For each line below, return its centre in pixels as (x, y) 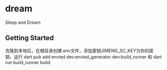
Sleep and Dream (23, 22)
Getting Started (30, 38)
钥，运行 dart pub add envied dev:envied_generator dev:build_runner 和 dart (83, 57)
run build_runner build (28, 62)
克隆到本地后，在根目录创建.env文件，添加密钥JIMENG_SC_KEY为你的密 (80, 51)
